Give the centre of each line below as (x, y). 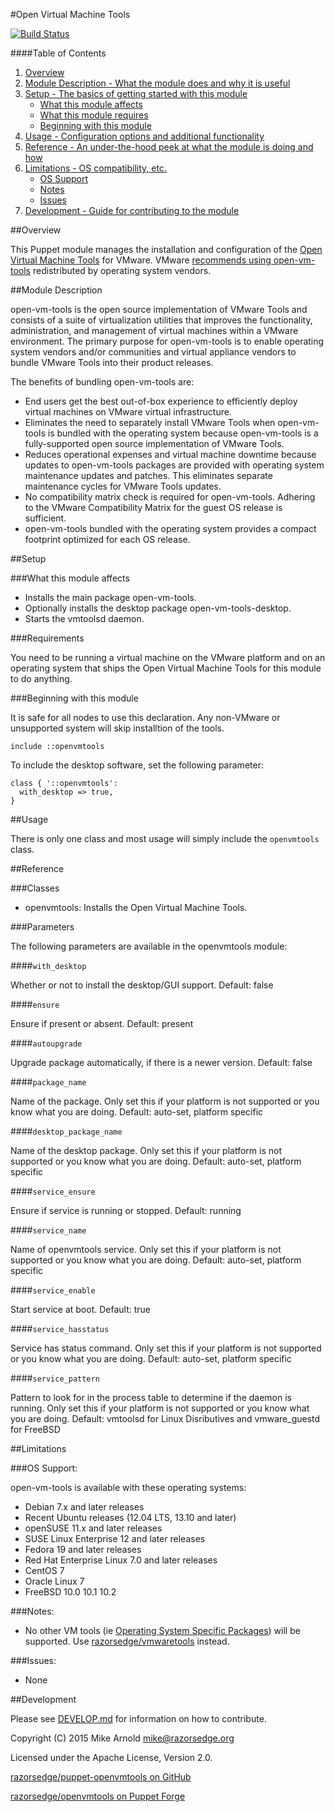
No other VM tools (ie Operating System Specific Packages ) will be (162, 1630)
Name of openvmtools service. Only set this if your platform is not (146, 1249)
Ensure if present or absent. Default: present (102, 1023)
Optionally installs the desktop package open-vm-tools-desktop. (158, 608)
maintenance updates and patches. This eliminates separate (148, 475)
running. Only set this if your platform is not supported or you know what (160, 1408)
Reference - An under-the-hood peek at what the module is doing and (169, 147)
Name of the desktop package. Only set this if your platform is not (146, 1150)
